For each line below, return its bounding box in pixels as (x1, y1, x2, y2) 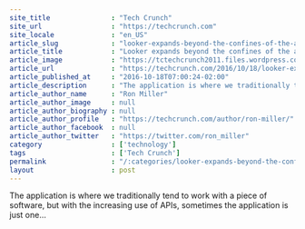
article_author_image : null (9, 97, 136, 107)
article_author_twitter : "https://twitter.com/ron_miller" (9, 132, 250, 141)
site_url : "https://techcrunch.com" (9, 22, 218, 31)
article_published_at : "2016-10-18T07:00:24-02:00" (9, 73, 230, 82)
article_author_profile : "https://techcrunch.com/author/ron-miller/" (9, 114, 295, 124)
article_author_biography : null (9, 106, 136, 115)
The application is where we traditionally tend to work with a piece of (9, 190, 268, 201)
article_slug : (9, 38, 116, 48)
